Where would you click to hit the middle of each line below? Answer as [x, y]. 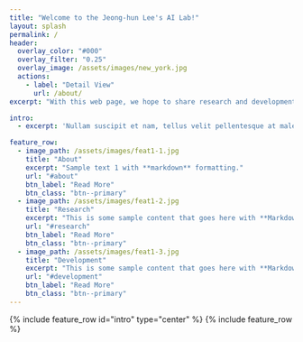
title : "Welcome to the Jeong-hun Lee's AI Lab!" [105, 18]
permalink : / [34, 34]
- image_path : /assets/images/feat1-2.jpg [98, 201]
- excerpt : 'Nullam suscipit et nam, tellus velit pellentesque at [147, 126]
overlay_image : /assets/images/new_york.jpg [102, 69]
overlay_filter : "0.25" [62, 60]
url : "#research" [58, 226]
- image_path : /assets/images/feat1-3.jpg [98, 252]
